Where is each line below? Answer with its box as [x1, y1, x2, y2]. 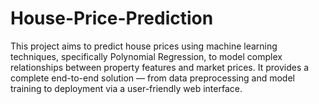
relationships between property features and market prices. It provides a [10, 61, 310, 73]
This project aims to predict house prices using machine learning [10, 40, 278, 52]
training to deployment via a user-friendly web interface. [10, 82, 243, 94]
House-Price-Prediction [10, 7, 214, 30]
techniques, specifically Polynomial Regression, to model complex [10, 50, 283, 62]
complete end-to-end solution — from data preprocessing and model [10, 72, 295, 84]
